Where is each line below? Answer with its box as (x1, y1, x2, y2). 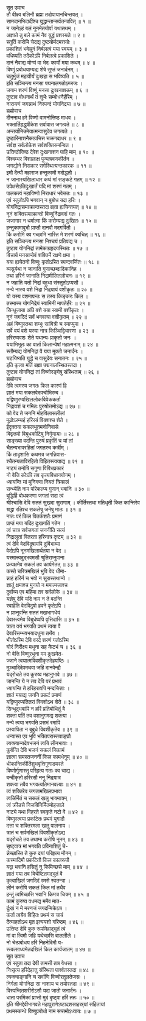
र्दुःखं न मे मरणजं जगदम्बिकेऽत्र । (6, 904, 68, 912)
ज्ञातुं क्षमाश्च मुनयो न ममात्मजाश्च (6, 582, 68, 588)
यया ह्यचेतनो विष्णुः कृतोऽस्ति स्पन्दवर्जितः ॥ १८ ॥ (6, 258, 100, 265)
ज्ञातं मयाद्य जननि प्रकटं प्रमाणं (6, 692, 62, 698)
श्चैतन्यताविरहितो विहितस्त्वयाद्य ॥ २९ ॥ (6, 458, 83, 465)
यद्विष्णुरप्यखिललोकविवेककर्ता (6, 396, 61, 403)
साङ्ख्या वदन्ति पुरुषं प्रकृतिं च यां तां (6, 437, 73, 444)
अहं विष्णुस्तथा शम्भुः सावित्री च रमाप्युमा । (6, 320, 84, 328)
